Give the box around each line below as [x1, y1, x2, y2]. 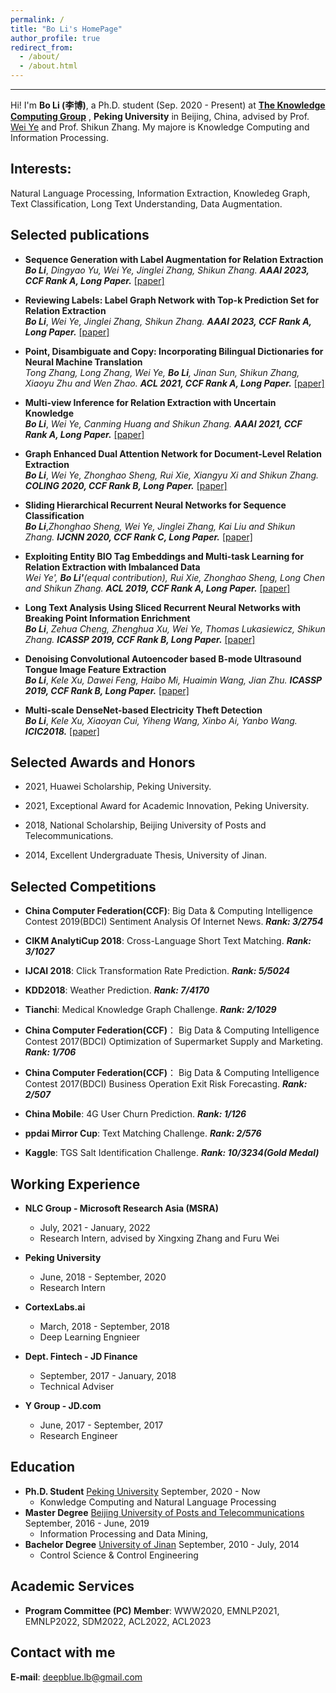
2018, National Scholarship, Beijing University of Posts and [24, 819, 267, 831]
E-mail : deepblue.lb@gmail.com [10, 1671, 143, 1683]
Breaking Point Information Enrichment [24, 612, 191, 624]
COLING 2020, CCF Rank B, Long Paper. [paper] [24, 479, 228, 491]
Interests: [10, 161, 72, 178]
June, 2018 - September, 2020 [39, 1271, 167, 1283]
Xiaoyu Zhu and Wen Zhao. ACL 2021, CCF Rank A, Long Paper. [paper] [24, 377, 325, 389]
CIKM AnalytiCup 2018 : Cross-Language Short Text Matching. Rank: [24, 935, 312, 947]
